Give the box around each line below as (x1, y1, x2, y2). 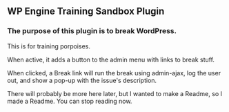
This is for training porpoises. (7, 41, 91, 50)
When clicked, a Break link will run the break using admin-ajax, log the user (7, 68, 221, 77)
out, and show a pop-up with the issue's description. (7, 76, 157, 84)
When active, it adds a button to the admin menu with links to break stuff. (7, 55, 215, 64)
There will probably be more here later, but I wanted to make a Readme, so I (7, 89, 223, 97)
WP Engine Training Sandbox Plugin (7, 6, 165, 17)
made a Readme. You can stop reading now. (7, 97, 132, 105)
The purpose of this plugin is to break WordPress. (7, 26, 177, 36)
